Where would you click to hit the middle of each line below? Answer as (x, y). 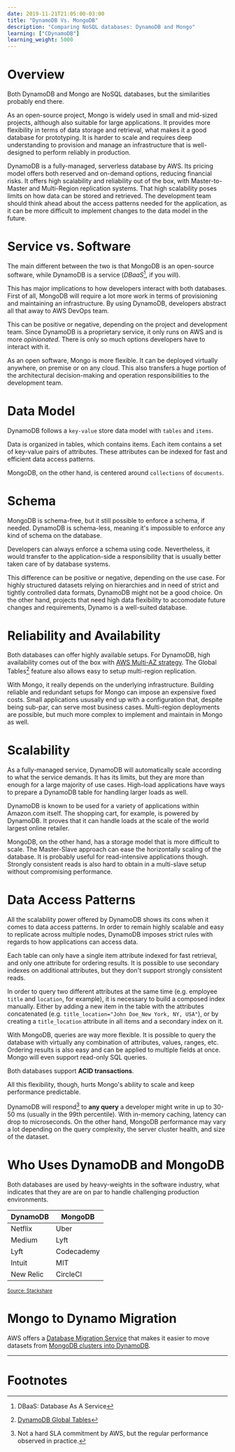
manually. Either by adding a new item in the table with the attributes (106, 1006)
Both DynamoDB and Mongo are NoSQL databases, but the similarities (109, 94)
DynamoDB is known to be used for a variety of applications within (103, 806)
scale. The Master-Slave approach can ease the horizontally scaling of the (114, 850)
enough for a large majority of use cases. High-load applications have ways (116, 785)
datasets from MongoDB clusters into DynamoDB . (79, 1345)
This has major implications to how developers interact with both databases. (117, 288)
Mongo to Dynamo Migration (92, 1318)
